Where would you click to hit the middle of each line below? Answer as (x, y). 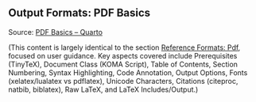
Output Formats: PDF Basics (80, 13)
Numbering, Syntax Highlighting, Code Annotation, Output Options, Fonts (128, 72)
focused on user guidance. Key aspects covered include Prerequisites (123, 55)
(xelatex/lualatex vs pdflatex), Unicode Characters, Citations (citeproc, (123, 81)
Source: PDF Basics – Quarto (56, 32)
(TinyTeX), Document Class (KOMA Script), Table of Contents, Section (123, 64)
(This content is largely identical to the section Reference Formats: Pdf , (124, 47)
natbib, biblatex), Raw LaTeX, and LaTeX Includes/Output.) (103, 89)
